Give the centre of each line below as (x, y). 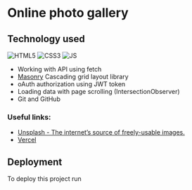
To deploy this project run (45, 179)
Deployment (35, 162)
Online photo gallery (68, 13)
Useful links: (29, 117)
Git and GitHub (39, 99)
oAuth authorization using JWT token (71, 84)
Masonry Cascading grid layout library (73, 76)
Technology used (46, 39)
